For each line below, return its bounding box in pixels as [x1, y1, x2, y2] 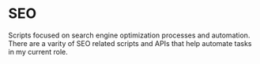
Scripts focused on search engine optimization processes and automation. [8, 30, 251, 40]
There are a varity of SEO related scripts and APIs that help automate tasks [8, 38, 252, 48]
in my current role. [8, 47, 69, 56]
